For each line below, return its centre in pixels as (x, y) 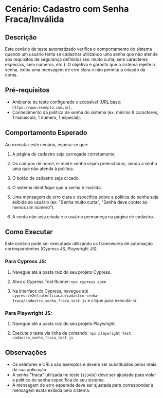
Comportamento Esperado (46, 133)
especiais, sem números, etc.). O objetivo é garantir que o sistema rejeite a (80, 65)
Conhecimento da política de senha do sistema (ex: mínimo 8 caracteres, (85, 112)
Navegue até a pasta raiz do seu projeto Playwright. (64, 324)
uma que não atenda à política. (43, 169)
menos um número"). (33, 207)
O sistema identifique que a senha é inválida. (57, 187)
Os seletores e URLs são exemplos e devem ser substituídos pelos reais (84, 364)
